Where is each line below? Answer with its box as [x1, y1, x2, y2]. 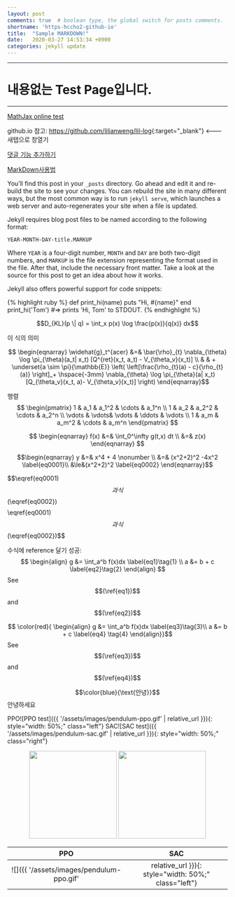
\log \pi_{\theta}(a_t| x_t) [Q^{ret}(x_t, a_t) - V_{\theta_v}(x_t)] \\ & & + [19, 355, 216, 364]
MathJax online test [7, 112, 64, 120]
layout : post [7, 10, 45, 18]
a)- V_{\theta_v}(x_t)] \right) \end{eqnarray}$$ [76, 377, 210, 386]
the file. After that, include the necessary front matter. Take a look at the [7, 263, 215, 272]
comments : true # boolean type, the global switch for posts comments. [7, 17, 224, 24]
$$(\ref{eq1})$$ [94, 587, 141, 595]
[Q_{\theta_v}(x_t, [25, 377, 76, 386]
